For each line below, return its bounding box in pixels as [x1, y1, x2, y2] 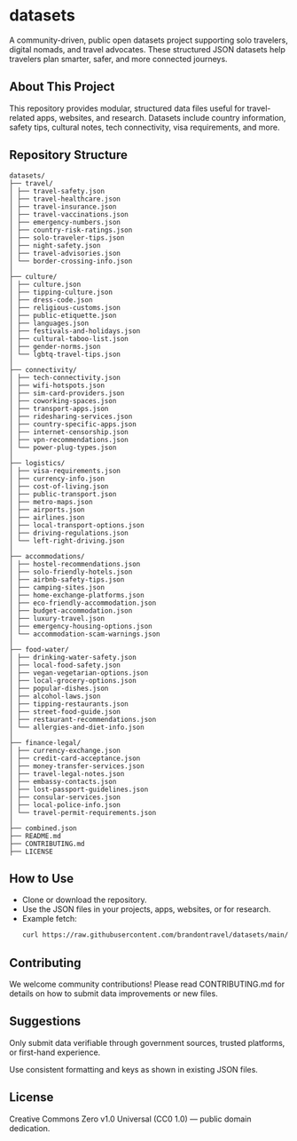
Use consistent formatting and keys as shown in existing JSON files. [9, 1064, 259, 1074]
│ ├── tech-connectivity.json [9, 373, 121, 382]
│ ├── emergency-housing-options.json [9, 622, 152, 630]
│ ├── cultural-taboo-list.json [9, 334, 129, 343]
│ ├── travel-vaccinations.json [9, 210, 129, 218]
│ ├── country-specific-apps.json [9, 419, 137, 429]
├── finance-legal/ [9, 738, 82, 747]
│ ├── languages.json [9, 319, 90, 328]
